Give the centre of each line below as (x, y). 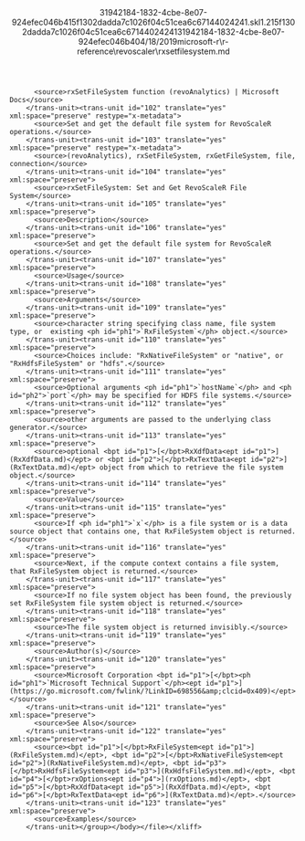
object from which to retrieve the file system (191, 468)
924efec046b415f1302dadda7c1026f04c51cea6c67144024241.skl (136, 22)
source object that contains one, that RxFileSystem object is (132, 531)
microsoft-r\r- (203, 42)
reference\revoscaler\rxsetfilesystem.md (153, 51)
